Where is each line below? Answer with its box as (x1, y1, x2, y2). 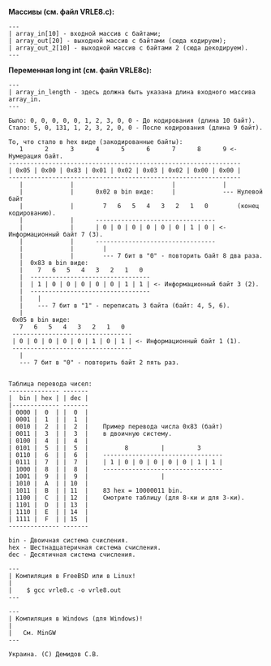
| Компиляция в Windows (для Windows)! (8, 615, 144, 623)
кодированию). (8, 209, 57, 217)
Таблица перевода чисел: (8, 380, 92, 388)
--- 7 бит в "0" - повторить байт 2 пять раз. (19, 359, 180, 367)
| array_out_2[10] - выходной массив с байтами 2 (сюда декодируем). (8, 44, 249, 52)
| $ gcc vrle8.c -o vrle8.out (8, 586, 122, 594)
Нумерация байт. (8, 152, 63, 160)
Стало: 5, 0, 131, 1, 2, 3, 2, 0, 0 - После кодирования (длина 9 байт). (8, 124, 264, 132)
